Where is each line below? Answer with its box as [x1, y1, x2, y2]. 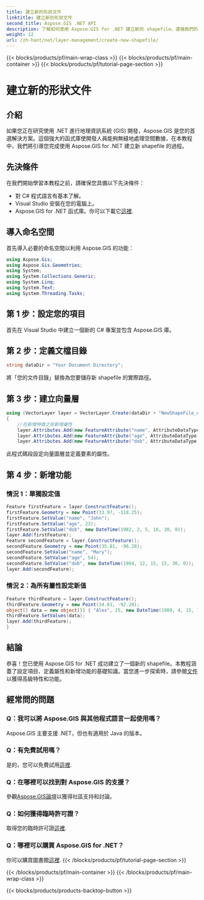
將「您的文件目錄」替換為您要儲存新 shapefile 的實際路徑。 [6, 374, 155, 381]
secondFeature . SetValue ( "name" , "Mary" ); [6, 549, 113, 555]
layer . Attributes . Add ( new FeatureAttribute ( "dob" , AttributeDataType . [17, 438, 200, 445]
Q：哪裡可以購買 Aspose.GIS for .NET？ [6, 842, 124, 850]
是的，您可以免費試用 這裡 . [6, 761, 72, 768]
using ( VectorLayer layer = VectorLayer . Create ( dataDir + [6, 410, 156, 416]
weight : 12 [6, 32, 34, 38]
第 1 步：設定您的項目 [6, 309, 86, 319]
